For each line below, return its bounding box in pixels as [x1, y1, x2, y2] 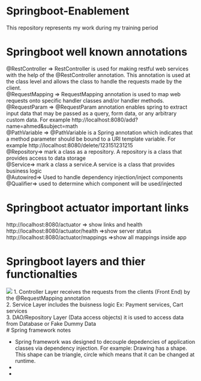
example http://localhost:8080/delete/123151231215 [6, 141, 133, 148]
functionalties [6, 267, 78, 281]
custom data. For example [6, 116, 71, 123]
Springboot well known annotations [6, 45, 188, 59]
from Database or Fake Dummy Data [6, 320, 97, 327]
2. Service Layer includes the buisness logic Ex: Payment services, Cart [6, 300, 184, 308]
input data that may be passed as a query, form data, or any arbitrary [6, 109, 177, 117]
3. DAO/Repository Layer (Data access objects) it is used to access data [6, 314, 184, 321]
